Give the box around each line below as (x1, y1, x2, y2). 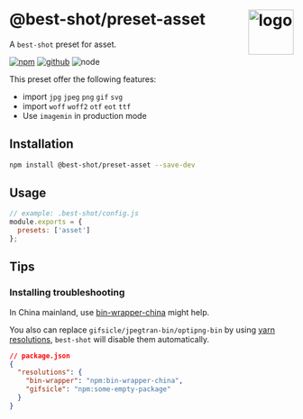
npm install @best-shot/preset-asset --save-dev (9, 160, 196, 169)
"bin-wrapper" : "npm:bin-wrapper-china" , (25, 377, 183, 386)
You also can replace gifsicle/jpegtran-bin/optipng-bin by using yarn (9, 324, 275, 335)
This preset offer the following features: (9, 73, 157, 85)
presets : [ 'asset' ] (17, 226, 91, 235)
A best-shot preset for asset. (9, 39, 117, 50)
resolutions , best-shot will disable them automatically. (9, 333, 210, 344)
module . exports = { (9, 217, 83, 227)
